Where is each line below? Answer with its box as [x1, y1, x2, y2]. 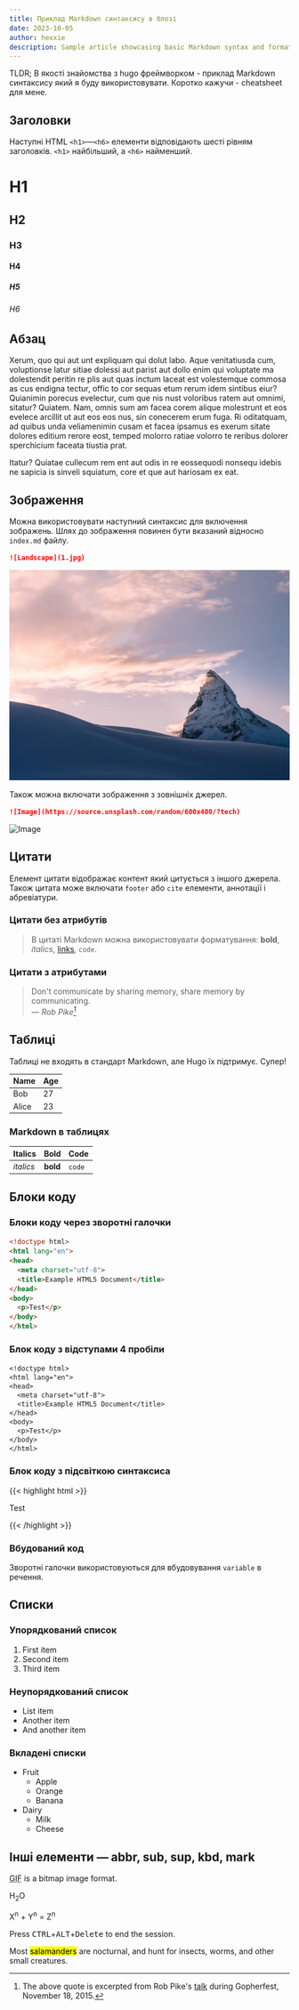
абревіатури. [9, 892, 59, 902]
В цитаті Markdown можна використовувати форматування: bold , [30, 934, 280, 945]
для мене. [9, 87, 47, 98]
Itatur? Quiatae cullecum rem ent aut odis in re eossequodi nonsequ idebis [9, 457, 282, 468]
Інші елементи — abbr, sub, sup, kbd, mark [9, 1849, 255, 1864]
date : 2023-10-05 [9, 23, 74, 33]
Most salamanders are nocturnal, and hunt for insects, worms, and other [9, 1945, 275, 1957]
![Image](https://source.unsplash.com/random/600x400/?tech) [9, 807, 241, 816]
